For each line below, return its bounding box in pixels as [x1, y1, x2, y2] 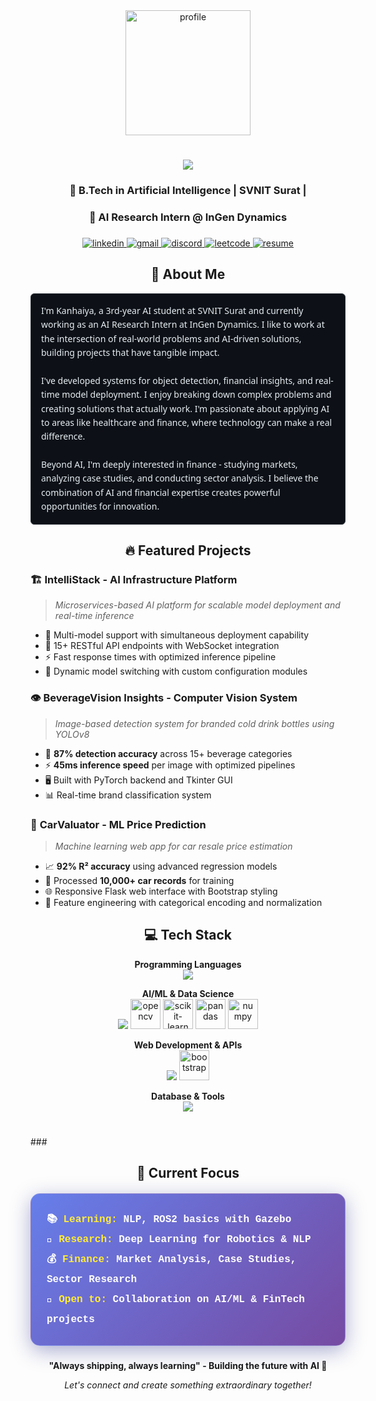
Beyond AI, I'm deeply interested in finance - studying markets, [41, 458, 298, 471]
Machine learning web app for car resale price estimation [54, 840, 293, 852]
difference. [41, 430, 86, 443]
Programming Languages [134, 958, 242, 970]
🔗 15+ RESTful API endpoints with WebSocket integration [44, 640, 280, 652]
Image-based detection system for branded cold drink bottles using [54, 717, 335, 729]
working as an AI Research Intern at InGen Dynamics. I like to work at [41, 318, 325, 331]
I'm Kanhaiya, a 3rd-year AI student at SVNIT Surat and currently [41, 304, 304, 317]
